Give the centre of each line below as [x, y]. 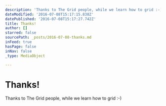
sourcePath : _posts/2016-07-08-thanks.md [48, 38]
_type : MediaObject [25, 56]
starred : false [21, 33]
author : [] [16, 28]
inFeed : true [19, 42]
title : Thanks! [21, 24]
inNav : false [19, 51]
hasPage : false [21, 47]
